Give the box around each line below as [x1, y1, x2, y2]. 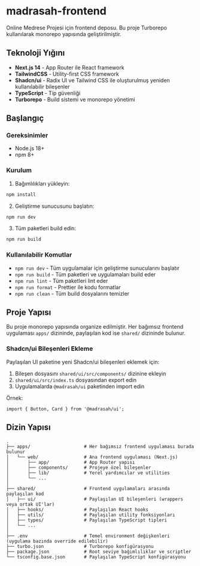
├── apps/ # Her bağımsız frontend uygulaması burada [6, 443, 195, 449]
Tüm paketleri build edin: [14, 225, 77, 232]
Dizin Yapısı [6, 422, 51, 433]
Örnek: [6, 394, 23, 401]
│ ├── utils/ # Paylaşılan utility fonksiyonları [6, 512, 175, 518]
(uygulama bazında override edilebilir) [6, 538, 109, 544]
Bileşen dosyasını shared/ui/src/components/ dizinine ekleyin [14, 370, 166, 377]
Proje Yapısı [6, 308, 51, 318]
